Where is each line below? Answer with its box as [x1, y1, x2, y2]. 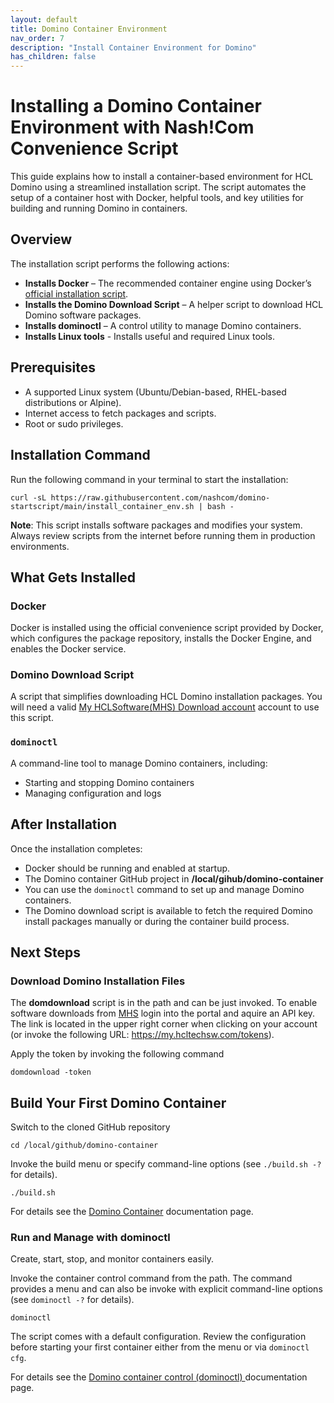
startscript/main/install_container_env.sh [10, 501, 195, 511]
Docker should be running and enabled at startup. [24, 862, 231, 874]
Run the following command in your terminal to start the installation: [10, 473, 289, 485]
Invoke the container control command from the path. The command [10, 1272, 293, 1285]
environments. [10, 540, 70, 552]
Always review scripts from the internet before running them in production [10, 529, 316, 541]
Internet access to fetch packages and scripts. [24, 407, 217, 419]
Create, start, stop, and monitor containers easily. [10, 1253, 215, 1265]
